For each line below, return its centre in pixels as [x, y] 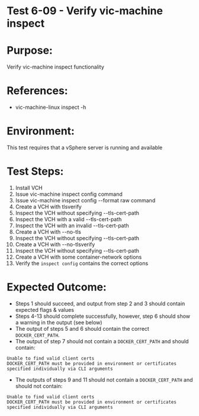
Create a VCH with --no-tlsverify [55, 244]
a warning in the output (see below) [59, 322]
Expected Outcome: [57, 287]
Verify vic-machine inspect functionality [55, 67]
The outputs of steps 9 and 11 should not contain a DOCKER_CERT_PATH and [104, 379]
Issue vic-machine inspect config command [69, 194]
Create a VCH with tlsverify [48, 207]
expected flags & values [45, 309]
